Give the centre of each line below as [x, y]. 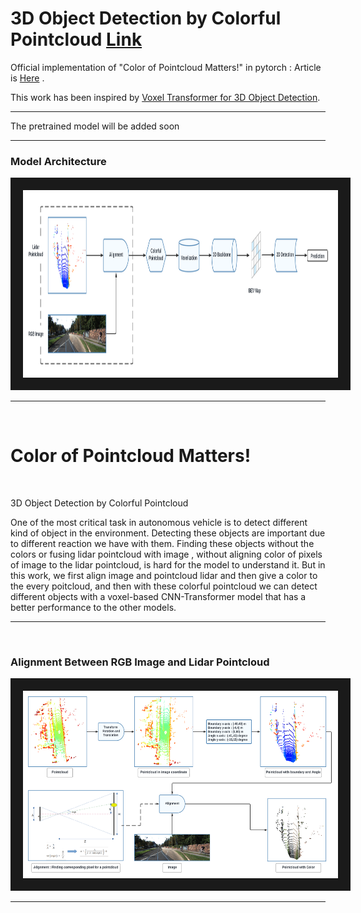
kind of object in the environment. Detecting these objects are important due [168, 533]
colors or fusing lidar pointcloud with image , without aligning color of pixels [166, 554]
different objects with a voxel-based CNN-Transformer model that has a [158, 597]
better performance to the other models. [93, 608]
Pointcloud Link [76, 39]
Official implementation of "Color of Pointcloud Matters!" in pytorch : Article [166, 67]
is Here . [27, 78]
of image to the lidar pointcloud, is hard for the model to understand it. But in [168, 565]
